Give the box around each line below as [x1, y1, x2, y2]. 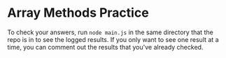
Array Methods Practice [7, 5, 149, 21]
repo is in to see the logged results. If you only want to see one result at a [7, 35, 219, 43]
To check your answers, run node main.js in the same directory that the [7, 28, 213, 36]
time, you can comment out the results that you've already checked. [7, 43, 204, 51]
